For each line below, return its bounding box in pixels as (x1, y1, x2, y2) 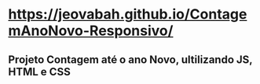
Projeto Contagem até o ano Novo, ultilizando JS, (8, 53, 253, 66)
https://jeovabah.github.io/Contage (8, 5, 247, 23)
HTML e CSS (8, 65, 71, 79)
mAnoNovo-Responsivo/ (8, 22, 174, 40)
